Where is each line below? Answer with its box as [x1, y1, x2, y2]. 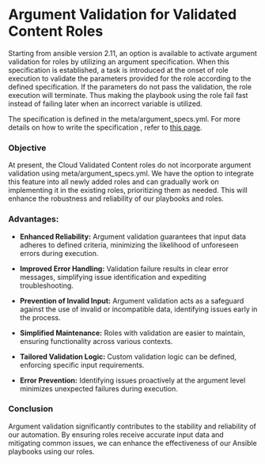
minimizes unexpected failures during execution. [19, 383, 178, 393]
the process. [19, 312, 61, 322]
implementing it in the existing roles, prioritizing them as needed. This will [8, 186, 248, 195]
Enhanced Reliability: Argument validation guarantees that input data [19, 232, 247, 241]
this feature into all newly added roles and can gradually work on [8, 177, 219, 187]
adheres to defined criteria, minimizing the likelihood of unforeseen [19, 240, 239, 250]
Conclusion [8, 403, 54, 414]
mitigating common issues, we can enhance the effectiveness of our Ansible [8, 438, 257, 447]
